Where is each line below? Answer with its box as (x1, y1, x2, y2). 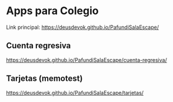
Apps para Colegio (6, 4, 99, 18)
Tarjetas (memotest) (6, 74, 83, 84)
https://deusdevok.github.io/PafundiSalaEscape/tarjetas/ (6, 89, 144, 96)
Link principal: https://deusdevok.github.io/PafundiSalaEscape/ (6, 24, 159, 31)
